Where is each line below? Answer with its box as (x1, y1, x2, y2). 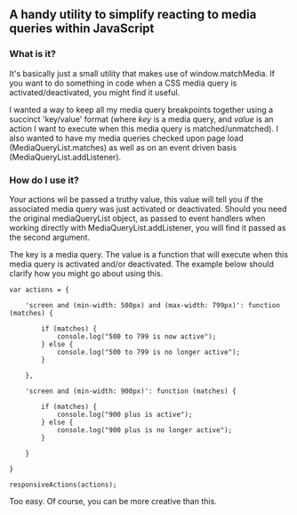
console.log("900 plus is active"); (56, 410, 193, 419)
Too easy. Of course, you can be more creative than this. (9, 495, 218, 506)
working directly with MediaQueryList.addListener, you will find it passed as (9, 222, 286, 233)
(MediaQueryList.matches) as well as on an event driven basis (9, 142, 237, 152)
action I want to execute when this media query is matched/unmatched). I (9, 123, 278, 134)
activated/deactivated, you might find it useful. (9, 86, 181, 97)
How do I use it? (9, 174, 80, 186)
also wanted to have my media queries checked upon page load (9, 133, 244, 143)
